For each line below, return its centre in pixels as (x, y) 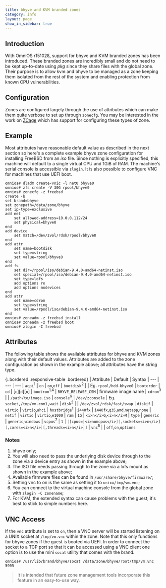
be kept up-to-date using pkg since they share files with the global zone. (79, 66)
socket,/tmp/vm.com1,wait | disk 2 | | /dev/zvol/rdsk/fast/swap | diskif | (79, 403)
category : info (21, 14)
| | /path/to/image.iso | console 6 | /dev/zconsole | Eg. (60, 397)
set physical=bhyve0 (35, 222)
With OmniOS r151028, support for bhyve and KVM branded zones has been (83, 56)
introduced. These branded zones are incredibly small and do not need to (80, 61)
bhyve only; (24, 451)
